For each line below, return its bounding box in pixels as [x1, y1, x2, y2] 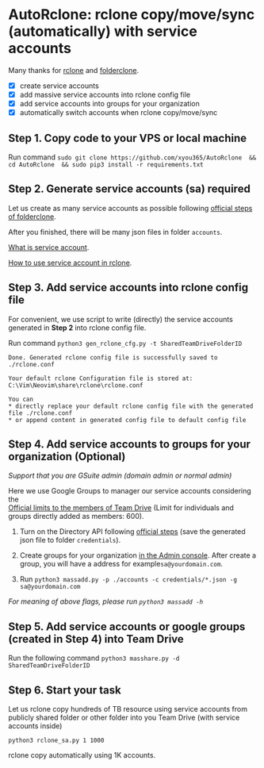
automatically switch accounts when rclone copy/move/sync [19, 108, 218, 117]
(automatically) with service [8, 22, 198, 40]
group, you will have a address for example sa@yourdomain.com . [19, 559, 224, 569]
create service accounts [19, 81, 99, 90]
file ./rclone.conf [8, 409, 73, 417]
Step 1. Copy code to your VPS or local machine [8, 131, 247, 144]
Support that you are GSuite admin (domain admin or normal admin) [8, 470, 232, 481]
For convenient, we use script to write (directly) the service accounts [8, 314, 234, 324]
